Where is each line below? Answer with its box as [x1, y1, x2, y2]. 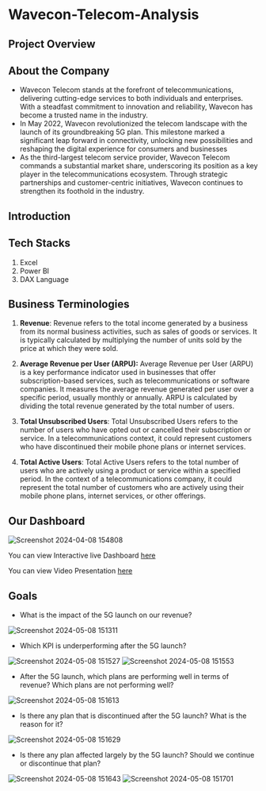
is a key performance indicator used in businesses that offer [19, 368, 216, 377]
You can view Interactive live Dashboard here [8, 550, 156, 561]
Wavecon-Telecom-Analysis [8, 6, 199, 24]
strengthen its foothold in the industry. [19, 187, 145, 196]
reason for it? [19, 720, 63, 729]
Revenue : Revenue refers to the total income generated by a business [19, 318, 248, 328]
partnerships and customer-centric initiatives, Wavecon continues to [19, 178, 244, 187]
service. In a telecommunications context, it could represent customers [19, 434, 252, 443]
